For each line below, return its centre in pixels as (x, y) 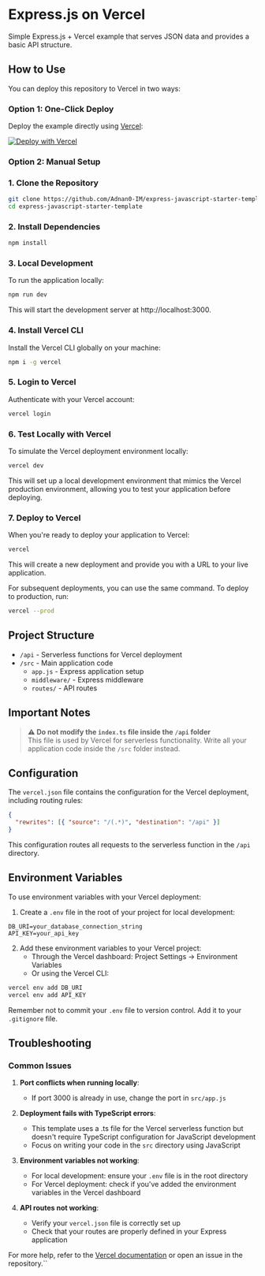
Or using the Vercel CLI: (70, 973)
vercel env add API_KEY (47, 995)
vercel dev (26, 466)
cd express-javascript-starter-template (76, 206)
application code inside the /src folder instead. (104, 748)
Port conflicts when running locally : (79, 1083)
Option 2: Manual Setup (54, 162)
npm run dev (28, 295)
